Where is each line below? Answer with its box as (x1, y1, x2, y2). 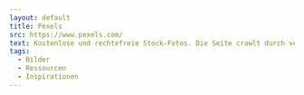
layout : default (9, 13, 71, 23)
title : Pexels (9, 22, 63, 31)
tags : (9, 47, 30, 56)
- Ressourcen (17, 64, 67, 73)
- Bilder (17, 55, 51, 64)
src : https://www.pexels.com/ (9, 30, 124, 39)
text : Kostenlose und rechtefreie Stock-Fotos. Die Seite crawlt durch (9, 38, 285, 48)
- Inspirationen (17, 72, 79, 81)
